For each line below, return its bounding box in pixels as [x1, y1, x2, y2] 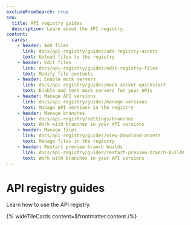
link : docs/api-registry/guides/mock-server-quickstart [22, 82, 166, 88]
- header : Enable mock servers [17, 76, 96, 82]
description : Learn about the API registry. [11, 25, 126, 32]
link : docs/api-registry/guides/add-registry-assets [22, 48, 158, 54]
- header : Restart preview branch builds [17, 143, 123, 150]
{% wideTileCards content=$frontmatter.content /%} [6, 213, 137, 220]
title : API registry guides [11, 20, 83, 26]
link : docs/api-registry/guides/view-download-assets [22, 132, 161, 139]
